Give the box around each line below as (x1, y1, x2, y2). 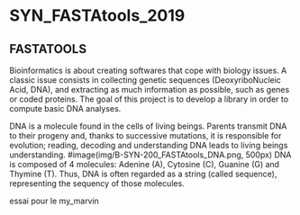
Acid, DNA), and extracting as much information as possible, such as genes (9, 85, 290, 94)
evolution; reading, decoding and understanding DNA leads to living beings (9, 140, 288, 150)
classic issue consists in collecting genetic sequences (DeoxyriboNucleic (9, 75, 282, 85)
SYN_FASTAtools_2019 (9, 5, 186, 26)
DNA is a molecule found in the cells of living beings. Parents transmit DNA (9, 121, 287, 131)
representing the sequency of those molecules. (9, 178, 185, 189)
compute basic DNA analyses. (9, 103, 122, 113)
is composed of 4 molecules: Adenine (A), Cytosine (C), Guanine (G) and (9, 159, 280, 169)
